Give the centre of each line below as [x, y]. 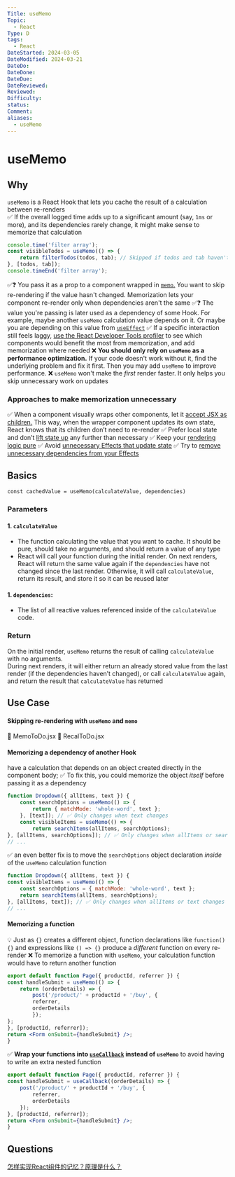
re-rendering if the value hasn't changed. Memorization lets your [100, 294]
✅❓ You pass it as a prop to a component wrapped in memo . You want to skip [116, 284]
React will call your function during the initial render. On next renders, [117, 556]
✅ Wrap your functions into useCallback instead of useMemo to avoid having [116, 1054]
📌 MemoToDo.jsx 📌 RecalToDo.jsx [56, 736]
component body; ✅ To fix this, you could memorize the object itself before [116, 776]
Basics [22, 475]
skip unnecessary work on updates [58, 381]
